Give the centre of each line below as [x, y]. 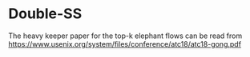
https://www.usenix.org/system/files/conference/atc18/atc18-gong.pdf [125, 44]
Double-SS [45, 14]
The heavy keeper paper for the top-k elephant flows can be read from [125, 36]
